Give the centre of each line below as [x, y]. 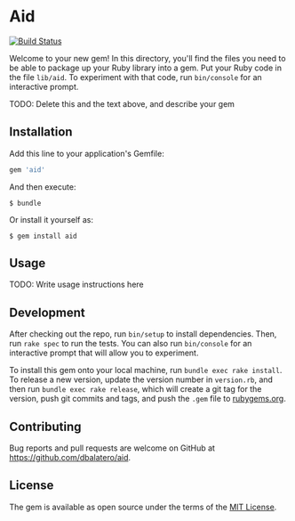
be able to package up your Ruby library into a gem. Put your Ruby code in [146, 68]
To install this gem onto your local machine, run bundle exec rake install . [146, 370]
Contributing [45, 426]
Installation [41, 132]
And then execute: [43, 187]
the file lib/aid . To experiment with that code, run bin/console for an [136, 77]
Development [48, 312]
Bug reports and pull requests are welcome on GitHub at [112, 448]
